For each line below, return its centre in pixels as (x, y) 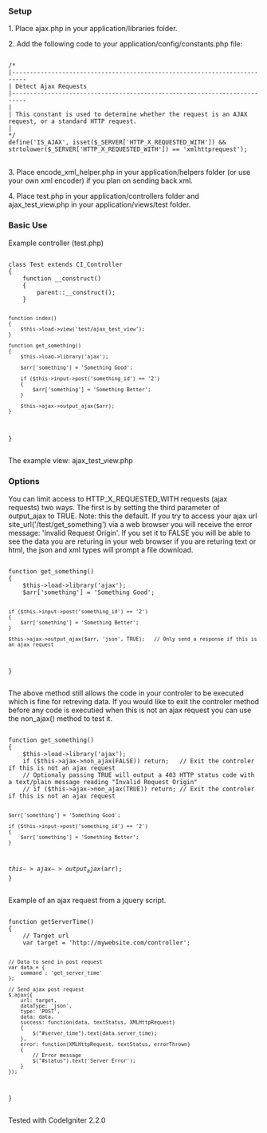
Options (24, 481)
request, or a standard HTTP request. (73, 121)
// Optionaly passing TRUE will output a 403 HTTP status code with (139, 775)
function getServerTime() (51, 921)
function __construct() (62, 278)
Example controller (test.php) (56, 243)
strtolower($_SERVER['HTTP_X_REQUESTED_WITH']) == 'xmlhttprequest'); (128, 149)
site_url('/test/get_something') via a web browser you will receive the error (130, 524)
